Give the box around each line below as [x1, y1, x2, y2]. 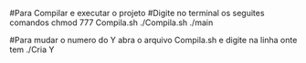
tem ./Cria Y [9, 44, 55, 55]
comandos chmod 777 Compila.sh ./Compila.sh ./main [9, 17, 214, 28]
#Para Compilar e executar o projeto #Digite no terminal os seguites [9, 8, 265, 18]
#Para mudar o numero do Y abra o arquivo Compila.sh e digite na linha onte [9, 35, 298, 45]
